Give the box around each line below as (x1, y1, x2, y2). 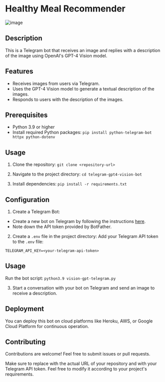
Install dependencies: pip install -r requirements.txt (12, 181, 127, 187)
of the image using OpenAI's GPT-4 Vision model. (5, 52, 108, 58)
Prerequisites (5, 110, 48, 119)
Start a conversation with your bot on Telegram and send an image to (12, 284, 155, 290)
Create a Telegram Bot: (12, 208, 60, 214)
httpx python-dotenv (12, 134, 55, 140)
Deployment (5, 304, 44, 313)
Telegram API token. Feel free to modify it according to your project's (5, 366, 147, 372)
